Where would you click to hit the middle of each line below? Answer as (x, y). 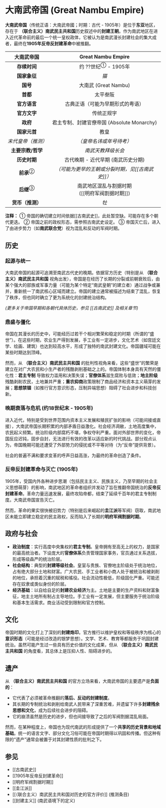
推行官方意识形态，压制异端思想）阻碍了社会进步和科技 (96, 388)
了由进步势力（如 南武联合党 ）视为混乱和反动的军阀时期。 (63, 228)
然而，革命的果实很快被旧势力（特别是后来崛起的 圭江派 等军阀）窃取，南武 (81, 510)
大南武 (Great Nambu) (104, 85)
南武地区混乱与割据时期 (104, 186)
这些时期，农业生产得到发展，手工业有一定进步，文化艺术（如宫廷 (89, 340)
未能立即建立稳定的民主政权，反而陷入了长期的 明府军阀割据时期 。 (76, 516)
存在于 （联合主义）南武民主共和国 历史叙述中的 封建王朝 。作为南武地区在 (79, 31)
